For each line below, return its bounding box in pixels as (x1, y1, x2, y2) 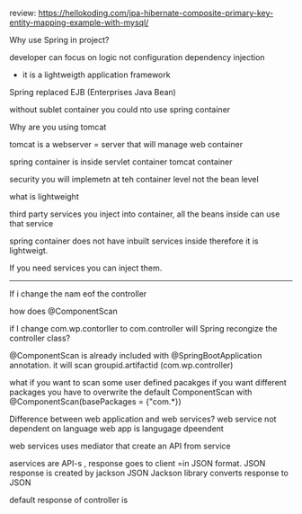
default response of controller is (9, 494, 129, 505)
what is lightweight (9, 191, 79, 201)
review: (9, 8, 37, 18)
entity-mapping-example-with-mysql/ (9, 17, 149, 28)
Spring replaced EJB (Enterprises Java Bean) (9, 87, 177, 97)
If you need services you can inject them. (9, 262, 163, 273)
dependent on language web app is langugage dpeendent (9, 423, 225, 434)
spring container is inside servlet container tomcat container (9, 156, 233, 167)
